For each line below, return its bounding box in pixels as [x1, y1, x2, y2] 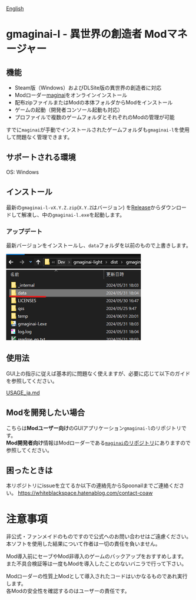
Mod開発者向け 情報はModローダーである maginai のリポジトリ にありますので [6, 439, 191, 446]
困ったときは [6, 465, 53, 475]
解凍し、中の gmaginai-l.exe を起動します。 [21, 211, 125, 218]
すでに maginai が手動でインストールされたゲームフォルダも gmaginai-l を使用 [6, 126, 190, 133]
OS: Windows [6, 168, 39, 176]
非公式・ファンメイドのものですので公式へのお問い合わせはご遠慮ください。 [6, 533, 192, 540]
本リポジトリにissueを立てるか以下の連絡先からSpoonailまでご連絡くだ [6, 482, 180, 489]
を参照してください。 [6, 377, 58, 384]
